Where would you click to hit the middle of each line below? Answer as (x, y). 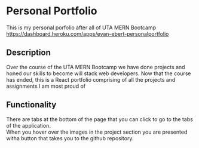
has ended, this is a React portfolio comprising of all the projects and (91, 79)
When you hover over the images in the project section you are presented (97, 132)
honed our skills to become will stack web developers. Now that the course (99, 73)
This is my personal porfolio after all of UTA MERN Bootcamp (81, 27)
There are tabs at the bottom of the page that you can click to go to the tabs (99, 119)
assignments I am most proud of (46, 86)
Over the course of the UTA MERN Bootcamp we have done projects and (96, 67)
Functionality (31, 105)
